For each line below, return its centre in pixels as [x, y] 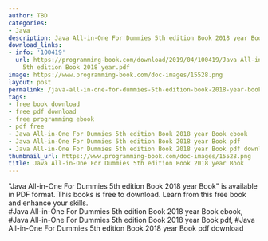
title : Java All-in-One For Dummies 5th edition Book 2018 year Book [126, 164]
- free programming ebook [51, 119]
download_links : [35, 45]
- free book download [44, 104]
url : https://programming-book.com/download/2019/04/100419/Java [126, 60]
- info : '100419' [37, 52]
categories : [28, 23]
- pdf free [26, 126]
